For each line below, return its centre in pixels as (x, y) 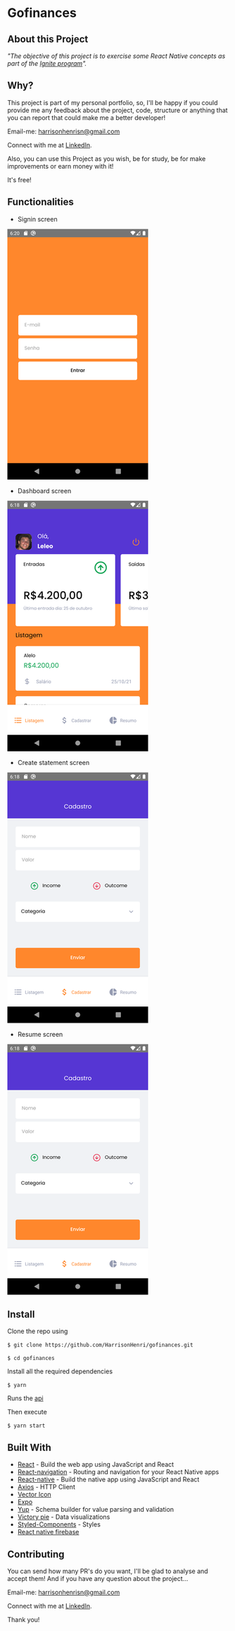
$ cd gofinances (31, 1359)
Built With (29, 1447)
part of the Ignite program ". (47, 64)
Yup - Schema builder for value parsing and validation (96, 1510)
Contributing (36, 1554)
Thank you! (24, 1620)
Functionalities (40, 202)
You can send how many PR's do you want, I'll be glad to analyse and (108, 1571)
